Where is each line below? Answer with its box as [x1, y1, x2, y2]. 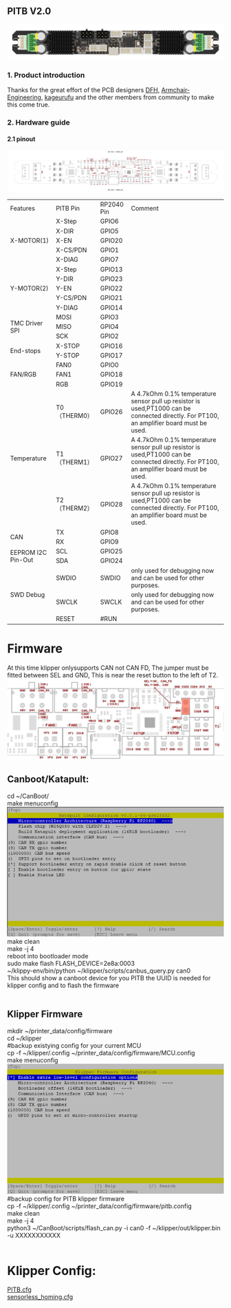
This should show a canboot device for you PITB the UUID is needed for [7, 974, 211, 982]
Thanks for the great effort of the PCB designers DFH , [7, 86, 160, 94]
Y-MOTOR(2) [10, 284, 49, 293]
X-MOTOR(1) [10, 236, 49, 244]
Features [10, 204, 36, 212]
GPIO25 [100, 547, 123, 556]
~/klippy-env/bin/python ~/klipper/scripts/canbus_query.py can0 [7, 967, 191, 975]
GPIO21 [100, 294, 123, 302]
